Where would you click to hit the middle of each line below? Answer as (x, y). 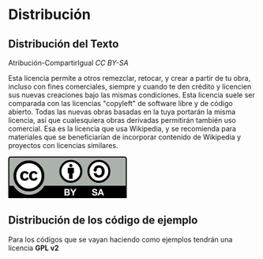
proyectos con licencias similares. (63, 145)
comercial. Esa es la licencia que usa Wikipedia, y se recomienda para (122, 129)
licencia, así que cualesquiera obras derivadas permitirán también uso (122, 120)
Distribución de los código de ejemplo (103, 221)
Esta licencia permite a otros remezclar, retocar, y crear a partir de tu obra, (130, 78)
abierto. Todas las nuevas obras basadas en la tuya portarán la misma (122, 112)
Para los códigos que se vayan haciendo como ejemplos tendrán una (120, 239)
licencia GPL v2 (34, 248)
